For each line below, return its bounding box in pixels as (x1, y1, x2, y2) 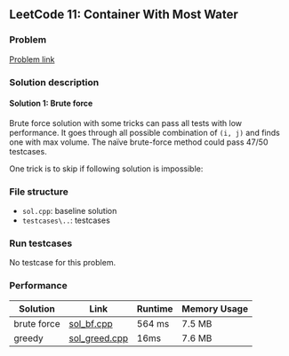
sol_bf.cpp (68, 317, 113, 329)
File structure (9, 186, 68, 198)
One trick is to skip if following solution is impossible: (9, 163, 204, 174)
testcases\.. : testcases (21, 215, 111, 225)
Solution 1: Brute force (9, 98, 93, 109)
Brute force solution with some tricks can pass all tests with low (9, 117, 243, 128)
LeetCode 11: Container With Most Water (9, 7, 238, 22)
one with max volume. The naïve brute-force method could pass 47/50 (9, 137, 269, 147)
